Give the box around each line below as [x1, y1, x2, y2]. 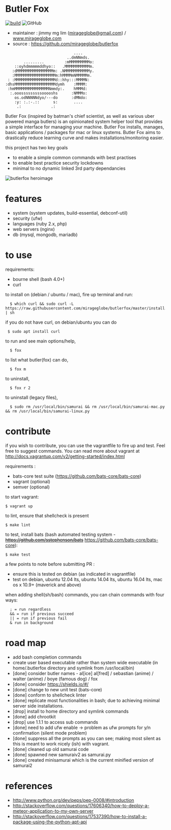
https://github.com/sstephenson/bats [5, 536, 84, 543]
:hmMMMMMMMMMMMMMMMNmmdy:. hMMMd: [7, 86, 88, 91]
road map [5, 637, 47, 649]
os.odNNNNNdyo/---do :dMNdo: [14, 95, 88, 100]
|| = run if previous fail [10, 615, 67, 621]
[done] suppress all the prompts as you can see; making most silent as [12, 735, 161, 741]
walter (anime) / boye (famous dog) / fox [12, 676, 98, 682]
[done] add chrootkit [12, 713, 56, 719]
